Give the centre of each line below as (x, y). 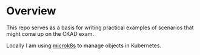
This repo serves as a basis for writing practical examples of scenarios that (100, 27)
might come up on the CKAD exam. (50, 33)
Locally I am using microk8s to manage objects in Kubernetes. (84, 45)
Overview (31, 11)
